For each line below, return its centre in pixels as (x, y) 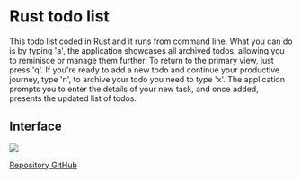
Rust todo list (60, 17)
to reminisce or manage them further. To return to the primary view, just (142, 60)
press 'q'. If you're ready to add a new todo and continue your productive (145, 70)
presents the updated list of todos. (73, 98)
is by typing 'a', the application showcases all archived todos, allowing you (147, 50)
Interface (35, 127)
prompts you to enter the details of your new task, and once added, (134, 89)
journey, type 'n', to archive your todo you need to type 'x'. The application (147, 79)
